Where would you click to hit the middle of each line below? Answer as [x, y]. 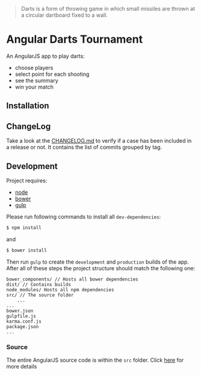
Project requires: [27, 181]
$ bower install [26, 250]
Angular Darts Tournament [75, 39]
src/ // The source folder [40, 295]
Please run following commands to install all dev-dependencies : [84, 217]
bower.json [20, 311]
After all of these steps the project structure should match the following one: [101, 268]
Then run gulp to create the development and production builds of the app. [98, 262]
